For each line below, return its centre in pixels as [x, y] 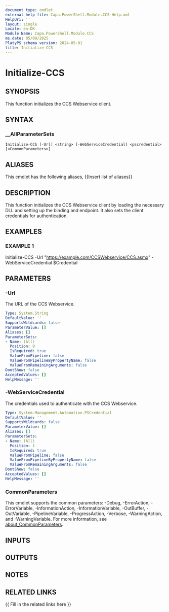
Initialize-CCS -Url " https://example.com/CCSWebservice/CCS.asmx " [78, 257]
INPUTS [18, 540]
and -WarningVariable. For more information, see [56, 519]
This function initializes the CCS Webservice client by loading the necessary [85, 205]
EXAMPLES [24, 232]
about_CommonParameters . [34, 524]
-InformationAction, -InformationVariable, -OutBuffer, [90, 508]
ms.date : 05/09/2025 [27, 39]
